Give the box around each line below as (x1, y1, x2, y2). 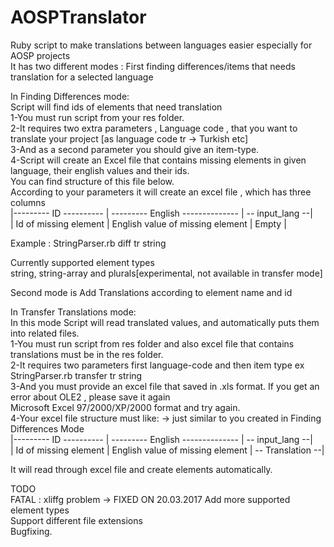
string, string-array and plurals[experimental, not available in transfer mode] (10, 267, 323, 279)
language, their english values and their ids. (10, 164, 190, 176)
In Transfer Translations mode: (10, 306, 137, 318)
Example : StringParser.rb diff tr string (10, 237, 167, 249)
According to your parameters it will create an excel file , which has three (10, 186, 312, 198)
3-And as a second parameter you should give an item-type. (10, 143, 260, 155)
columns (10, 196, 46, 208)
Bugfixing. (10, 525, 53, 537)
